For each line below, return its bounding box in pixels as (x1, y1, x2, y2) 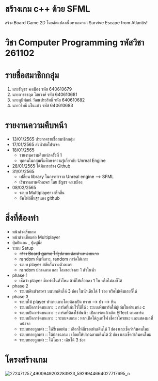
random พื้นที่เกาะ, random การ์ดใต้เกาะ (19, 256, 88, 262)
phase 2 (12, 283, 29, 289)
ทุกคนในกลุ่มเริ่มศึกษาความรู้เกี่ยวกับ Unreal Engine (19, 158, 106, 163)
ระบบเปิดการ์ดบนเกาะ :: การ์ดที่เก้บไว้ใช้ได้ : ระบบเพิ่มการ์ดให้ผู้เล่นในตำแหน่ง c (19, 304, 145, 310)
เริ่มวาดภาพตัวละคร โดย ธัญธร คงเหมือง (19, 179, 82, 185)
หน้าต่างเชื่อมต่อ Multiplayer (12, 234, 61, 240)
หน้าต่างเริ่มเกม (12, 229, 36, 235)
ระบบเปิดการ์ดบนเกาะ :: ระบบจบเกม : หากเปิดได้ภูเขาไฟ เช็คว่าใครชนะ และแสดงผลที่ (19, 315, 154, 321)
